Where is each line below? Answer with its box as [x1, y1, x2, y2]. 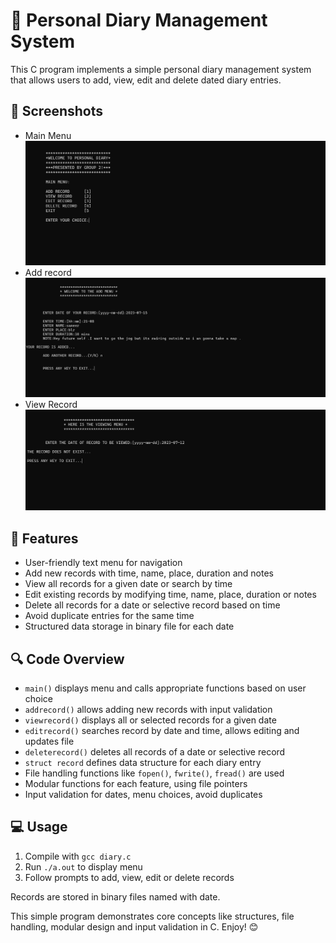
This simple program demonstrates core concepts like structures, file [10, 910, 295, 922]
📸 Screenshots [10, 103, 104, 120]
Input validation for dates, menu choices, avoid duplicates [24, 789, 263, 801]
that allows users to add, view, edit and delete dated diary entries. [10, 74, 282, 86]
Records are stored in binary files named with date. [10, 890, 221, 903]
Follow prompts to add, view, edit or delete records [24, 871, 235, 883]
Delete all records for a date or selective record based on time [24, 599, 281, 611]
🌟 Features [10, 530, 79, 547]
